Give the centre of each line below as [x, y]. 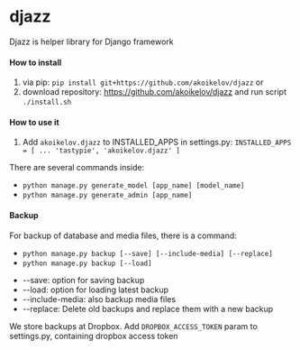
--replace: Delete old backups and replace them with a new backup [148, 309]
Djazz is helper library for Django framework [91, 41]
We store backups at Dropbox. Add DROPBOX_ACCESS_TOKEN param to [134, 326]
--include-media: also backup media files [99, 299]
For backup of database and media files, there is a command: [123, 235]
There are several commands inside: [77, 168]
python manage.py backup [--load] [87, 263]
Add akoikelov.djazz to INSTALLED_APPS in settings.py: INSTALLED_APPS [157, 143]
